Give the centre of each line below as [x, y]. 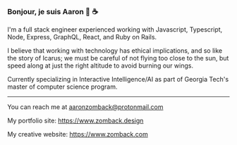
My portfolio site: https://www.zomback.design [75, 121]
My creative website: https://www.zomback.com [78, 134]
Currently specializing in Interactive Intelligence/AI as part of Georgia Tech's [118, 80]
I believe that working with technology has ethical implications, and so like [115, 51]
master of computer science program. [62, 87]
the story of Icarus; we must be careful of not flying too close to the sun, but [118, 58]
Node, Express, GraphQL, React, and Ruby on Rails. [82, 37]
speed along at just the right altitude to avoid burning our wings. [101, 65]
